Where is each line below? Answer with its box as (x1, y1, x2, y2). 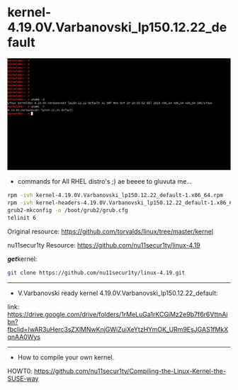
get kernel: (7, 255, 38, 263)
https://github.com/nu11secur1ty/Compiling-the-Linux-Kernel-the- (34, 367, 227, 375)
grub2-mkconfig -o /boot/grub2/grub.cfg (7, 207, 129, 214)
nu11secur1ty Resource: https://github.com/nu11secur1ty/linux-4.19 (7, 240, 200, 249)
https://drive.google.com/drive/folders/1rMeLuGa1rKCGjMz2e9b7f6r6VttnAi (7, 310, 228, 318)
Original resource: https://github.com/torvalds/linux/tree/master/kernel (7, 227, 214, 235)
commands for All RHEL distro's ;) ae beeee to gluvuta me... (17, 177, 193, 186)
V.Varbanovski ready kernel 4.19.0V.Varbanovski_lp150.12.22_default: (17, 289, 218, 297)
